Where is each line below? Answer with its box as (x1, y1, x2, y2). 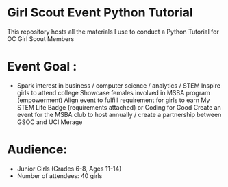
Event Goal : (7, 59, 77, 75)
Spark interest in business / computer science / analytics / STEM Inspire (16, 81, 221, 90)
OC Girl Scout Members (7, 34, 75, 42)
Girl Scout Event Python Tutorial (7, 5, 193, 21)
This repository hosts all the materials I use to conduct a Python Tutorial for (7, 27, 219, 36)
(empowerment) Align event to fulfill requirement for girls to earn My (16, 96, 210, 104)
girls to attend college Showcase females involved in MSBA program (16, 88, 210, 97)
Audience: (7, 142, 68, 158)
